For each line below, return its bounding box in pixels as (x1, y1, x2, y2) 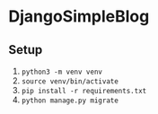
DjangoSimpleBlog (8, 6, 150, 27)
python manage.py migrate (21, 96, 118, 105)
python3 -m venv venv (21, 67, 102, 76)
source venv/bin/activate (21, 77, 118, 86)
